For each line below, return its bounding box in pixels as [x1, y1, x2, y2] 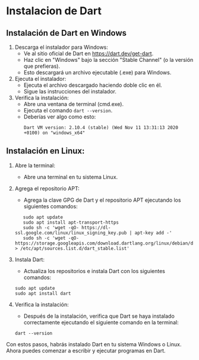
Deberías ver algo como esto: [23, 113, 96, 120]
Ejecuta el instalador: [14, 76, 67, 82]
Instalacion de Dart [6, 4, 102, 18]
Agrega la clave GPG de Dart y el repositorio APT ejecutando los [23, 196, 181, 204]
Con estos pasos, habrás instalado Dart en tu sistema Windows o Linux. [6, 340, 182, 348]
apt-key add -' [134, 230, 172, 236]
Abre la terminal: [14, 162, 55, 169]
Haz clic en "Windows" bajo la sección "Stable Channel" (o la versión [23, 57, 194, 63]
